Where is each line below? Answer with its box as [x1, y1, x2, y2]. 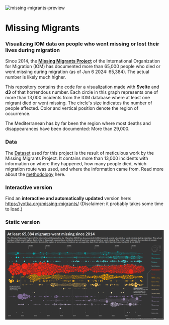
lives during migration [5, 47, 60, 54]
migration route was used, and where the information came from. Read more [5, 166, 164, 172]
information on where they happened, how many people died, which [5, 160, 147, 166]
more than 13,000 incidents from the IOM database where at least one [5, 95, 150, 101]
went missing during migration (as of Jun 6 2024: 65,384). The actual [5, 69, 149, 75]
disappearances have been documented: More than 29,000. [5, 126, 130, 132]
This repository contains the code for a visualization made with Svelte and [5, 84, 159, 90]
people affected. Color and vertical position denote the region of [5, 105, 139, 111]
